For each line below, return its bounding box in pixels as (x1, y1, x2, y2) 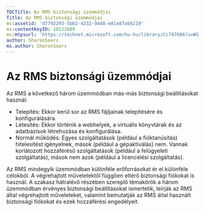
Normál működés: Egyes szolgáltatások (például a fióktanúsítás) (15, 134, 178, 141)
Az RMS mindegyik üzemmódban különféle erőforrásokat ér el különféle (6, 165, 188, 172)
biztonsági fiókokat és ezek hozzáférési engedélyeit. (6, 198, 139, 205)
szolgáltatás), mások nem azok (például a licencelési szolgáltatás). (15, 154, 184, 161)
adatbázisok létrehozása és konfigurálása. (15, 127, 122, 135)
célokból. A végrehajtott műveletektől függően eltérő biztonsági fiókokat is (6, 172, 195, 179)
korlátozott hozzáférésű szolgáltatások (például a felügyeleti (15, 147, 168, 154)
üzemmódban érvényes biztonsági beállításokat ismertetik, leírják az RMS (6, 185, 193, 192)
